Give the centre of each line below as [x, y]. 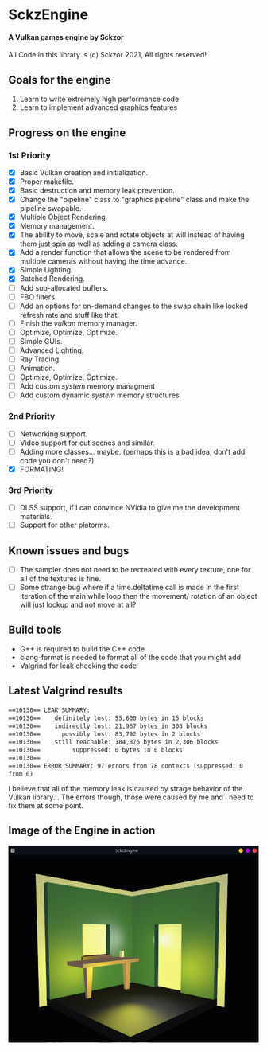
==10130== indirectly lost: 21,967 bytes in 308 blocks [108, 726]
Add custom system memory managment [87, 386]
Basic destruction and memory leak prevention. [97, 191]
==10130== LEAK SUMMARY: [49, 710]
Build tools [35, 629]
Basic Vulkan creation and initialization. [84, 172]
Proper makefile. [46, 182]
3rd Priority [31, 490]
